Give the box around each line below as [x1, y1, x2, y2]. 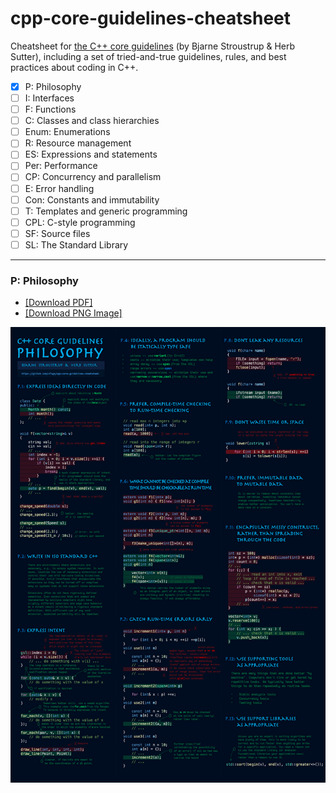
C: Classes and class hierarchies [24, 115, 160, 127]
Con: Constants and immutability [24, 193, 160, 206]
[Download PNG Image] [24, 307, 123, 319]
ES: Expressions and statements [24, 148, 158, 161]
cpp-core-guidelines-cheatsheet [10, 7, 292, 30]
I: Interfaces [24, 92, 75, 104]
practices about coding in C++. [10, 61, 139, 73]
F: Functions [24, 103, 77, 116]
